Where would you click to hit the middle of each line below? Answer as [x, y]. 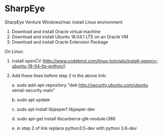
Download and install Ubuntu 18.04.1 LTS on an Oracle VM [70, 37]
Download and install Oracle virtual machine [56, 31]
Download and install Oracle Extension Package [60, 42]
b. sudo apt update [31, 100]
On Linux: [14, 51]
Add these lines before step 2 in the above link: [59, 75]
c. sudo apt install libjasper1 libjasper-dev [53, 109]
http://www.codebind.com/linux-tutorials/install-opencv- [101, 61]
